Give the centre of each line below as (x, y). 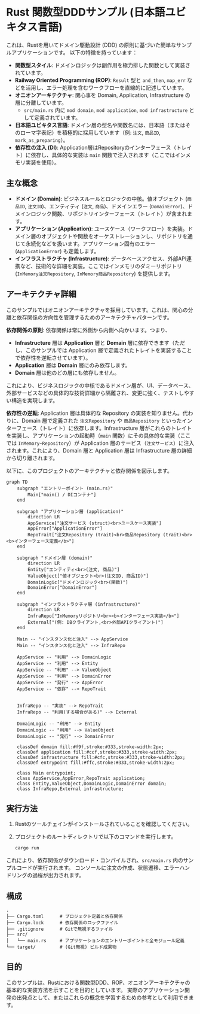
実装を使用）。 (42, 162)
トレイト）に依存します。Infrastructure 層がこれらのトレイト (117, 428)
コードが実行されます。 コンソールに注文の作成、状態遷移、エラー (98, 868)
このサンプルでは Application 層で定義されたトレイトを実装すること (109, 350)
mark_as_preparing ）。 (41, 140)
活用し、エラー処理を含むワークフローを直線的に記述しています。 (106, 87)
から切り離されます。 (32, 458)
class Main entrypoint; (47, 773)
